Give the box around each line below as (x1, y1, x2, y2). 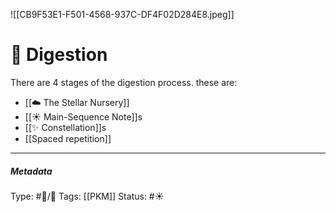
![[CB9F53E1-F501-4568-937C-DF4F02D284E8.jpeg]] (10, 9, 235, 20)
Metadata (10, 165, 53, 177)
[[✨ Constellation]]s (24, 121, 107, 133)
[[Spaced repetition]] (24, 132, 112, 144)
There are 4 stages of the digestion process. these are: (10, 76, 238, 88)
